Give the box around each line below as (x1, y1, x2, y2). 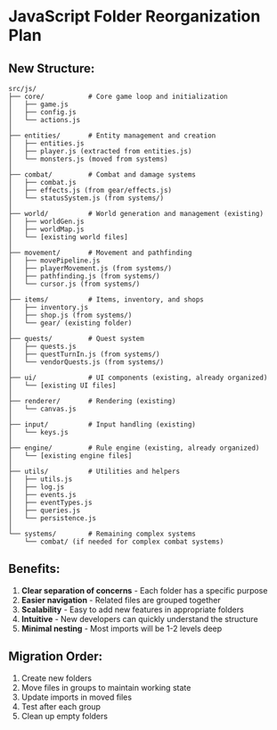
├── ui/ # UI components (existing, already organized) (8, 373, 268, 382)
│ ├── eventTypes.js (8, 498, 93, 507)
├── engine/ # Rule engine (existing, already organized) (8, 444, 260, 452)
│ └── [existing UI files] (8, 381, 117, 390)
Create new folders (20, 672, 93, 684)
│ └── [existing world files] (8, 233, 128, 242)
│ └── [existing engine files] (8, 452, 133, 460)
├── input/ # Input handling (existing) (8, 420, 197, 429)
